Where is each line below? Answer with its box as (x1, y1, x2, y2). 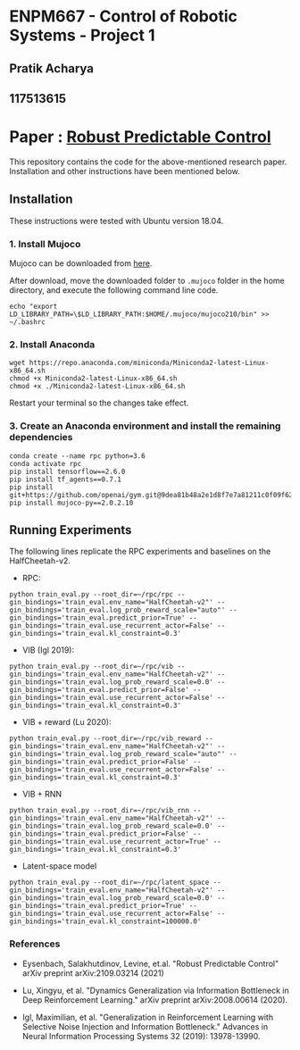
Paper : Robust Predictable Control (9, 127, 271, 147)
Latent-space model (21, 861, 97, 871)
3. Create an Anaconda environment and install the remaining (9, 420, 281, 432)
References (9, 937, 61, 950)
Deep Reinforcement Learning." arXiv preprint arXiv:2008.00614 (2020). (21, 994, 288, 1005)
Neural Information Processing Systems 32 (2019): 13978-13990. (21, 1030, 261, 1041)
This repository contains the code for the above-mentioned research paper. (9, 156, 287, 167)
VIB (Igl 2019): (21, 645, 74, 655)
